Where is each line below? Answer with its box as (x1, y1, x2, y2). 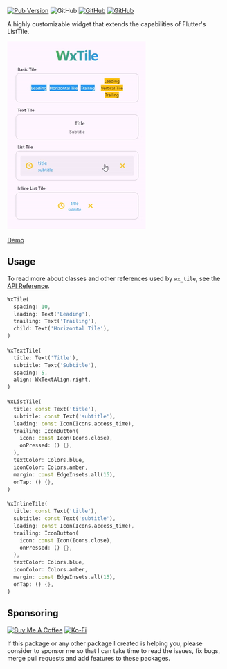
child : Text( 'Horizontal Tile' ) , (13, 325, 110, 332)
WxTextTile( (7, 347, 42, 354)
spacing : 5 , (13, 369, 48, 376)
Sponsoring (7, 607, 59, 619)
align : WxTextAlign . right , (13, 376, 91, 384)
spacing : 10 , (13, 303, 51, 310)
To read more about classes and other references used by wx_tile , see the (7, 274, 221, 283)
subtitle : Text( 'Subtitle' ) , (13, 362, 98, 368)
